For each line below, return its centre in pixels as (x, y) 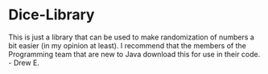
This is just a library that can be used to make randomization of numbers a (132, 37)
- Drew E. (24, 63)
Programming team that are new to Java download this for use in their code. (134, 54)
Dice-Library (52, 15)
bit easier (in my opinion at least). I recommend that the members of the (128, 45)
